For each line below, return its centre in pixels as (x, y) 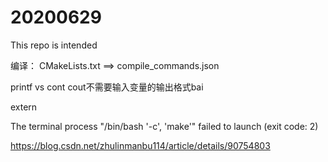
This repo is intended (54, 45)
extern (24, 107)
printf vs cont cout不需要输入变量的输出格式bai (107, 87)
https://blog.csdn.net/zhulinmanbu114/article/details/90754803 (140, 145)
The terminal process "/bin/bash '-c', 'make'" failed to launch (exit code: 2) (164, 126)
